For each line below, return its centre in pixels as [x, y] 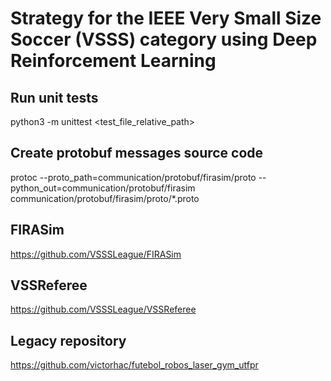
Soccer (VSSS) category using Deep [164, 39]
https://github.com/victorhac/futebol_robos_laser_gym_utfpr [134, 365]
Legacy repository [68, 340]
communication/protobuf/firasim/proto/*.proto [105, 198]
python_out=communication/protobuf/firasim [103, 188]
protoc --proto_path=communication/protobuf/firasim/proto [133, 177]
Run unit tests [54, 97]
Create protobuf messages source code [137, 153]
